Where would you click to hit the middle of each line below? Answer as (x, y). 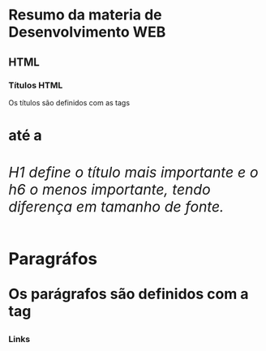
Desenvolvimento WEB (87, 32)
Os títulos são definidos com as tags (69, 102)
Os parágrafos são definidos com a (129, 294)
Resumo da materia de (85, 15)
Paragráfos (53, 259)
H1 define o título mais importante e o (133, 173)
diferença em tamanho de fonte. (116, 207)
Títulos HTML (36, 85)
